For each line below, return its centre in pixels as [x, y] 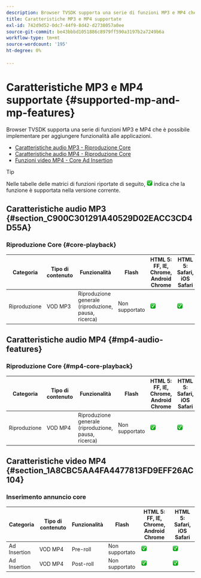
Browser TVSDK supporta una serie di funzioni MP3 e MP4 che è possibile [98, 130]
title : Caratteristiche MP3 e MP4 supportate [64, 19]
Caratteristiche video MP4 [56, 461]
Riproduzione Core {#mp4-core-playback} [70, 366]
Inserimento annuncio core [46, 496]
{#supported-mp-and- [123, 100]
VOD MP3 [59, 306]
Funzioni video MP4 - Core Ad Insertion [64, 160]
